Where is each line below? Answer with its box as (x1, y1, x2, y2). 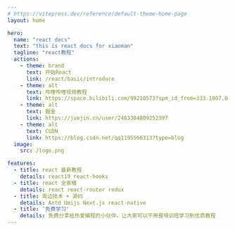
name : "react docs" (13, 36, 71, 43)
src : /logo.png (20, 147, 65, 155)
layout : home (7, 17, 46, 24)
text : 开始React (25, 68, 72, 76)
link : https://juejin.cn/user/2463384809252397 (25, 115, 169, 122)
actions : (13, 56, 39, 63)
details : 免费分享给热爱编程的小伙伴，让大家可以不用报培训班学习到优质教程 (20, 212, 216, 219)
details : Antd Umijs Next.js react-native (20, 199, 146, 206)
